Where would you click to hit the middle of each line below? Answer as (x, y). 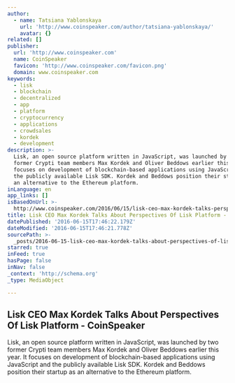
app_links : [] (28, 196)
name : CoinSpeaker (41, 59)
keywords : (22, 79)
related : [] (24, 40)
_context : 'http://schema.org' (53, 273)
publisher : (23, 46)
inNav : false (26, 267)
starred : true (28, 248)
